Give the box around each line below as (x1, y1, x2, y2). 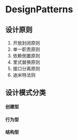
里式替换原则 (12, 59, 40, 65)
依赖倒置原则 (12, 53, 40, 58)
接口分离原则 (12, 66, 40, 71)
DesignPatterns (5, 4, 73, 15)
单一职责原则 (12, 46, 40, 52)
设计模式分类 (5, 88, 46, 97)
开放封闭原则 (12, 40, 40, 46)
